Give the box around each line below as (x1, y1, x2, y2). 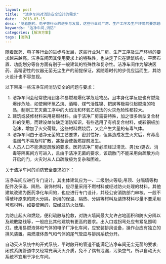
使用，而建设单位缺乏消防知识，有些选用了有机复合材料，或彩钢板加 (21, 119, 160, 125)
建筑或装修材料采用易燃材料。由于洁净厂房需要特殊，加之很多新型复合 (12, 113, 156, 119)
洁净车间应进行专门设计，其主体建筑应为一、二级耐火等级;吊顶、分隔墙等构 (5, 177, 158, 183)
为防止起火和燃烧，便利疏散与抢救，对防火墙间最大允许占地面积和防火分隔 (5, 212, 157, 218)
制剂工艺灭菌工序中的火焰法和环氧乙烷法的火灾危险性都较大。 (21, 107, 147, 113)
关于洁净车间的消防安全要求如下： (5, 166, 75, 173)
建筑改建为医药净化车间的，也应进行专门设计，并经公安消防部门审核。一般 (5, 189, 157, 195)
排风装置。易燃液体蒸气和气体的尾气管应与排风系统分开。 (5, 230, 122, 237)
